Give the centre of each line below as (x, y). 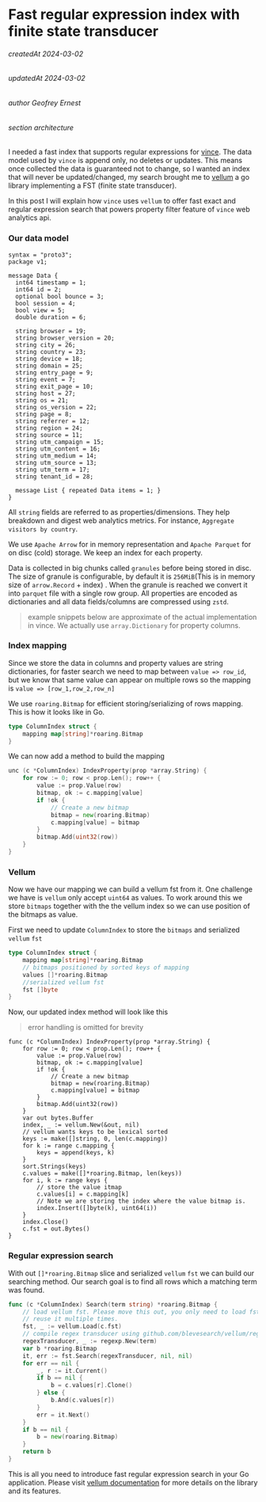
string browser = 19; (51, 331)
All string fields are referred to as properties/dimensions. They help (119, 511)
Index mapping (38, 645)
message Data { (33, 276)
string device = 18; (49, 359)
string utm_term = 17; (53, 470)
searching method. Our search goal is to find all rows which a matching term (133, 1281)
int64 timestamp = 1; (51, 283)
